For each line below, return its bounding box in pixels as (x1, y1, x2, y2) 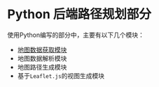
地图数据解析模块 (17, 54, 67, 63)
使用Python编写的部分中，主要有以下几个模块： (7, 31, 145, 39)
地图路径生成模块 (17, 63, 67, 71)
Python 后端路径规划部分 (7, 6, 152, 22)
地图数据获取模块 (17, 45, 67, 54)
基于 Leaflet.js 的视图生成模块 (17, 71, 105, 80)
